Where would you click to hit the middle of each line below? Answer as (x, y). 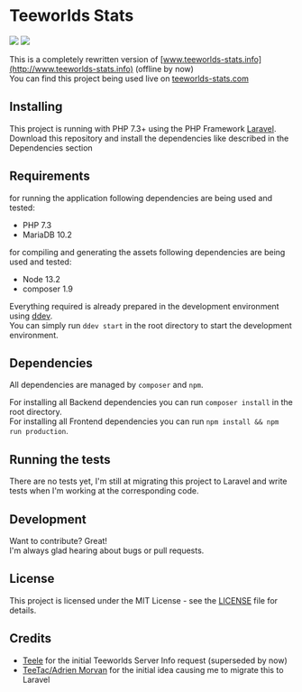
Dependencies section (51, 148)
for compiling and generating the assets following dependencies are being (147, 252)
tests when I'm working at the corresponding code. (104, 491)
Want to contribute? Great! (59, 541)
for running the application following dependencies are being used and (141, 198)
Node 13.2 (41, 279)
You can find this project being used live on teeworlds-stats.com (129, 78)
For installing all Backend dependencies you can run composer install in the (151, 402)
